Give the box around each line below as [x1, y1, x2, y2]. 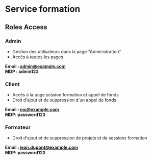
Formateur [5, 124, 31, 131]
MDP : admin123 [5, 69, 39, 74]
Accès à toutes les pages [12, 54, 64, 60]
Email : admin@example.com [5, 63, 66, 69]
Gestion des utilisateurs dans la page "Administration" [12, 48, 121, 54]
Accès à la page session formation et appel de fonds [12, 92, 119, 98]
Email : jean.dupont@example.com [5, 144, 78, 150]
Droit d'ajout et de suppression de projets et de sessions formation [12, 135, 148, 141]
